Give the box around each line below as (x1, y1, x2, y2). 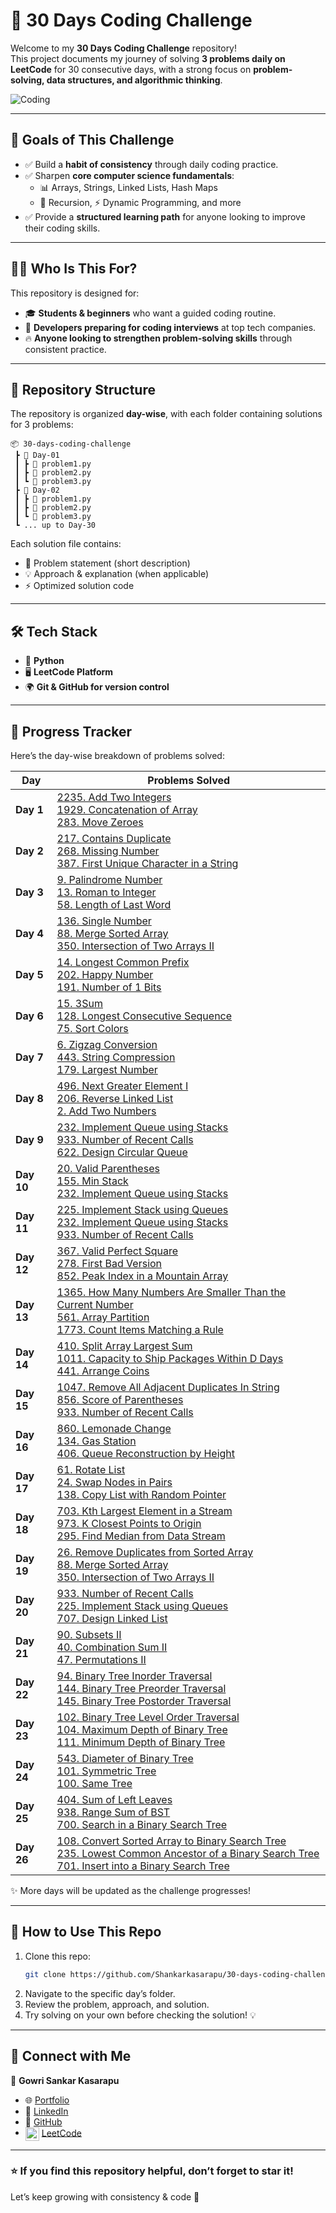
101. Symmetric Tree (56, 1764, 157, 1778)
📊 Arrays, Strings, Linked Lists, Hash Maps (39, 181, 218, 193)
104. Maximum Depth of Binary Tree (56, 1723, 228, 1736)
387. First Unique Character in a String (56, 857, 239, 870)
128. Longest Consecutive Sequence (56, 1009, 233, 1023)
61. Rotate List (56, 1463, 126, 1476)
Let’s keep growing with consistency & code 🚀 (10, 2190, 200, 2203)
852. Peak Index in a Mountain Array (56, 1269, 229, 1283)
